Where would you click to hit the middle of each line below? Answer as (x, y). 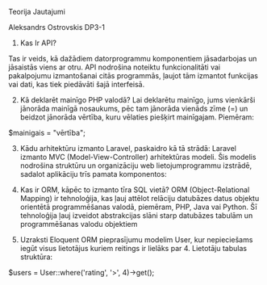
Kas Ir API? (38, 43)
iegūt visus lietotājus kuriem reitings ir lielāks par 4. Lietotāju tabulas (133, 248)
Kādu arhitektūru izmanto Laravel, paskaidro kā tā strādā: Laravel (128, 148)
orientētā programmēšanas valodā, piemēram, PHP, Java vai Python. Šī (138, 207)
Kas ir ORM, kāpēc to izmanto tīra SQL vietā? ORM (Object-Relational (135, 190)
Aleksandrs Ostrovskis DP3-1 (56, 27)
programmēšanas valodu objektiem (79, 224)
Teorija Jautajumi (37, 12)
